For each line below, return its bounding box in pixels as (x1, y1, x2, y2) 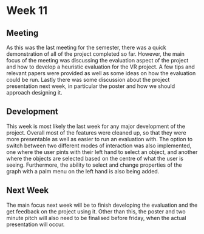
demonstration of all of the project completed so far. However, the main (6, 50, 185, 58)
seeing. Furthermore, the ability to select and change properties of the (6, 161, 182, 169)
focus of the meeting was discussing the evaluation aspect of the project (6, 57, 189, 64)
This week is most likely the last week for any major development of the (6, 122, 185, 130)
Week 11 (6, 4, 48, 18)
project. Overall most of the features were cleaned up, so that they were (6, 129, 186, 136)
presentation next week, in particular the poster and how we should (6, 82, 175, 90)
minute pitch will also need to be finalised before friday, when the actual (6, 214, 186, 221)
